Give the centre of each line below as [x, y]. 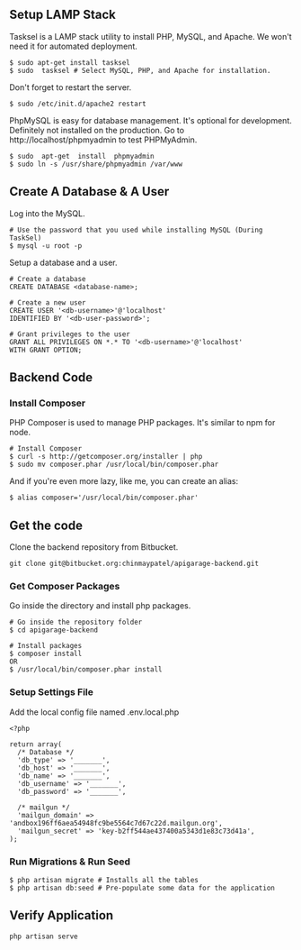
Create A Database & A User [89, 192]
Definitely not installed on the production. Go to [97, 130]
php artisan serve [44, 936]
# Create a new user [48, 302]
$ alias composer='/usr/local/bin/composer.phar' [104, 498]
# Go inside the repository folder [76, 622]
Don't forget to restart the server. [71, 87]
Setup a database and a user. [64, 262]
